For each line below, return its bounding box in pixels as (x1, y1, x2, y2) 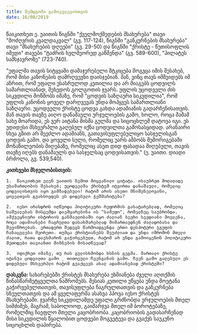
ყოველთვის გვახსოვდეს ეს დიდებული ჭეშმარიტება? (6, 193, 126, 199)
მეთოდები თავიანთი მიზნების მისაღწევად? (6, 240, 107, 246)
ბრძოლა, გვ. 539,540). (6, 155, 64, 162)
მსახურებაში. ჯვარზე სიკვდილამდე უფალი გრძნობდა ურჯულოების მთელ (6, 296, 191, 303)
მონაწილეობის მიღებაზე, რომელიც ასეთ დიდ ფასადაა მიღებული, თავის (6, 142, 190, 150)
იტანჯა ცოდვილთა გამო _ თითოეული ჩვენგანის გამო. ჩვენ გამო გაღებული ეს (6, 255, 189, 261)
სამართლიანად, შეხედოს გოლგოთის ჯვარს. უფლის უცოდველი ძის (6, 86, 176, 93)
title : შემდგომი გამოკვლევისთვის (6, 8, 88, 15)
